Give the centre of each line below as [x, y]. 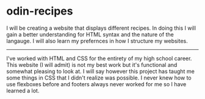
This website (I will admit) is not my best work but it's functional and [92, 64]
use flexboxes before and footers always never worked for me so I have [96, 84]
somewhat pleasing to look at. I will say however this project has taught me [101, 71]
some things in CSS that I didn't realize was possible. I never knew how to [99, 78]
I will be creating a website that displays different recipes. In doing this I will [101, 28]
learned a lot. [23, 90]
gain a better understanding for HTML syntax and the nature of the [90, 34]
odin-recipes [40, 11]
